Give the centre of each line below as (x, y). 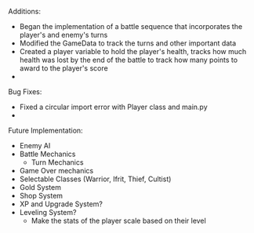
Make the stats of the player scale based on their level (118, 220)
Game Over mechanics (56, 171)
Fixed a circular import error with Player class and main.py (113, 107)
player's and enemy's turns (63, 35)
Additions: (25, 11)
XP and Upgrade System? (61, 204)
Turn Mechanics (57, 162)
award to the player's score (63, 68)
